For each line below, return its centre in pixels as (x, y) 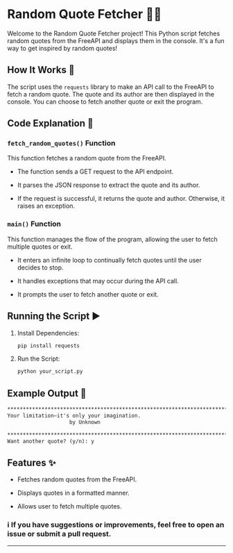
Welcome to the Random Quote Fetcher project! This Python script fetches (114, 33)
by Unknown (85, 422)
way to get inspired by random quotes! (62, 48)
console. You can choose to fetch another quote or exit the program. (105, 101)
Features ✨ (32, 462)
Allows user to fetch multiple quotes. (70, 506)
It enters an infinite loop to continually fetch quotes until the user (110, 260)
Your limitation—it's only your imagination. (74, 415)
